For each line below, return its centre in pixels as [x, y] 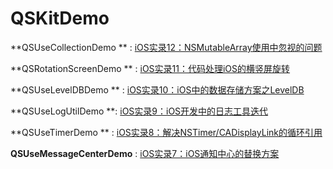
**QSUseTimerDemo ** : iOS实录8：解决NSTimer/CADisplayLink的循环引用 [166, 132]
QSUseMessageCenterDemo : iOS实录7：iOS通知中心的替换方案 [145, 153]
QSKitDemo [60, 18]
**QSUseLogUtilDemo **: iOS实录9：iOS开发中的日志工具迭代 [139, 111]
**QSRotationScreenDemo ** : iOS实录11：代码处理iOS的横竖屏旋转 [150, 68]
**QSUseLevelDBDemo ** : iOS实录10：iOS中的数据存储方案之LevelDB [157, 89]
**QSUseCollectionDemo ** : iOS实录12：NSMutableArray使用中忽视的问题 [166, 47]
